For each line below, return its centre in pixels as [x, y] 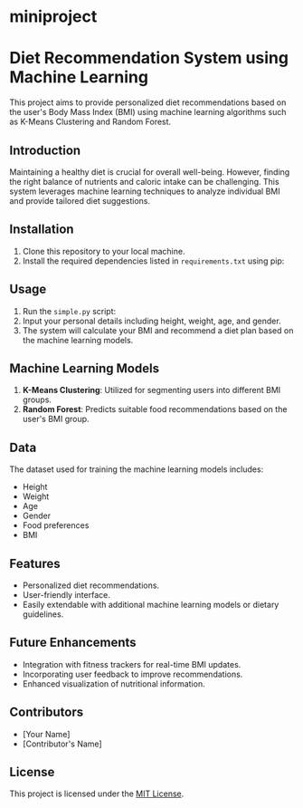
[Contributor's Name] [62, 744]
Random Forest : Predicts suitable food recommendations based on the [155, 409]
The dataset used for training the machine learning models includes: [137, 469]
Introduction [45, 150]
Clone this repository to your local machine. [104, 251]
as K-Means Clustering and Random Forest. [90, 122]
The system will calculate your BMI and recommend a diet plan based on [158, 330]
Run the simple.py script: [69, 311]
